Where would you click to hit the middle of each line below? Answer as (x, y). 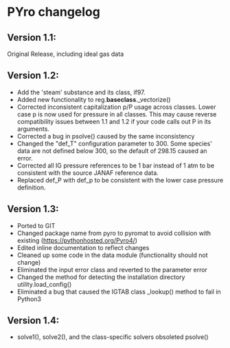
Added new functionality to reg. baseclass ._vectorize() (94, 99)
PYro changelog (54, 12)
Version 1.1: (32, 38)
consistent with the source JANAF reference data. (88, 172)
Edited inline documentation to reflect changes (83, 247)
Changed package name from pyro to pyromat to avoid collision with (114, 233)
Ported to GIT (36, 225)
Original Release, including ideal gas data (66, 54)
